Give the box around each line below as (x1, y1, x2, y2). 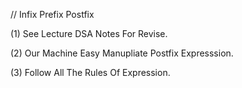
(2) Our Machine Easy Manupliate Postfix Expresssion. (10, 47, 234, 59)
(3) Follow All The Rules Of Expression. (10, 67, 171, 78)
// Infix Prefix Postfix (10, 9, 95, 20)
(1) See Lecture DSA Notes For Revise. (10, 28, 168, 39)
